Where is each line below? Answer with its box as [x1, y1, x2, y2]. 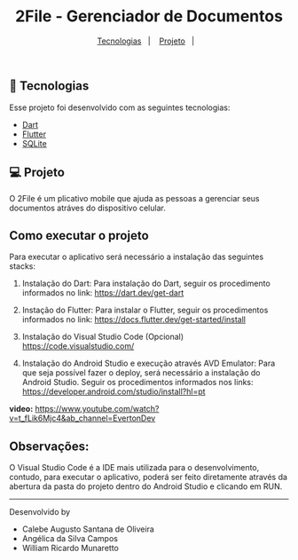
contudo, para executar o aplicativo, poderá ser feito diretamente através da [9, 472, 288, 483]
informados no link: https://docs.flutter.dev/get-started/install [21, 314, 247, 325]
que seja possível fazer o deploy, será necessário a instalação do [21, 367, 261, 378]
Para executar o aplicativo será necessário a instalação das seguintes [9, 251, 264, 263]
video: [9, 404, 34, 414]
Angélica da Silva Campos [21, 533, 118, 544]
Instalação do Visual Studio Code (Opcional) [21, 331, 184, 343]
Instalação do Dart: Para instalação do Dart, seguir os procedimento [21, 278, 271, 289]
